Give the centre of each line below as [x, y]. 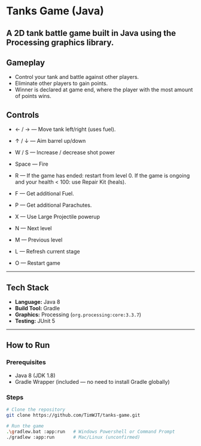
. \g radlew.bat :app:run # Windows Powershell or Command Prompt [91, 432]
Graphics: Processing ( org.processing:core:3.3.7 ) [78, 314]
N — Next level [33, 228]
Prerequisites [26, 362]
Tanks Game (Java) [55, 11]
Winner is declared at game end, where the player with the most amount [104, 90]
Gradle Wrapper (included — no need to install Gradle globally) [92, 381]
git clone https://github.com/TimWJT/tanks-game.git [73, 415]
